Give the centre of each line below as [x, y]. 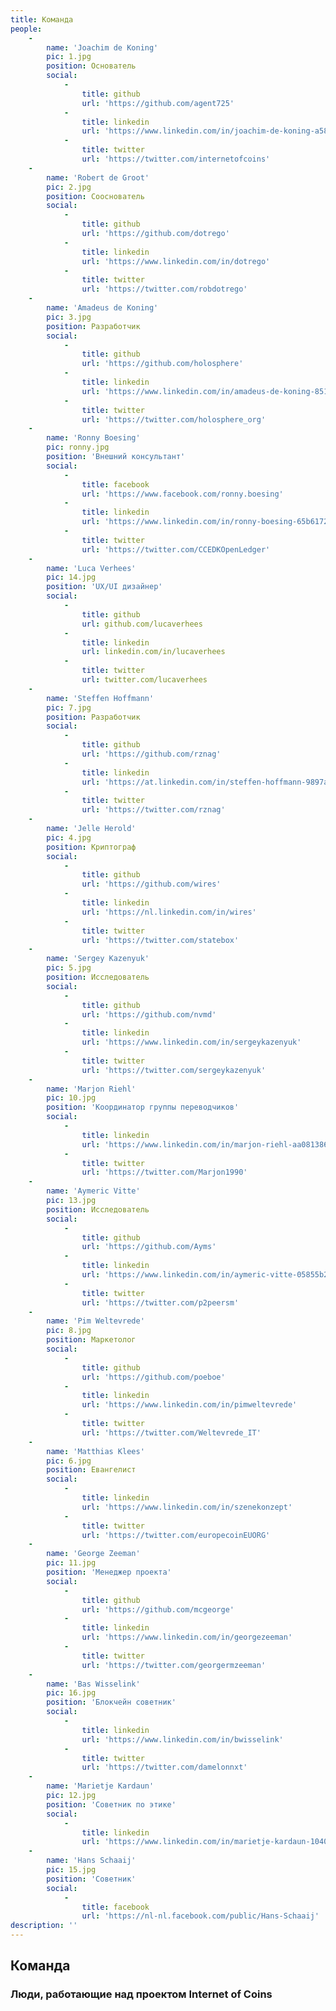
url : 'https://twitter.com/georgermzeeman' [174, 1665]
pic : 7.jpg [69, 707]
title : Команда [42, 19]
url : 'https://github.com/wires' [151, 884]
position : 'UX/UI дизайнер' [104, 587]
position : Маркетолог [91, 1340]
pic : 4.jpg [69, 837]
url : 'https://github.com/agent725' [158, 103]
